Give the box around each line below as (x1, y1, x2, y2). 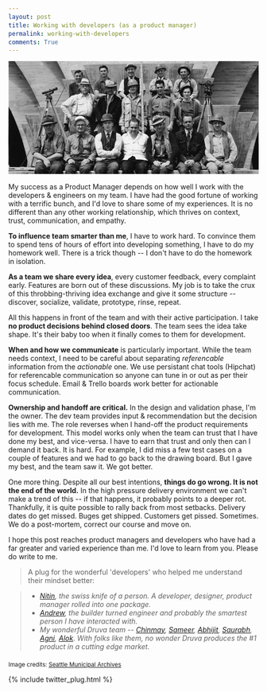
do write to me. (8, 551, 58, 561)
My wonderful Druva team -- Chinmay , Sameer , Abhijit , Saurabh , (39, 624, 253, 634)
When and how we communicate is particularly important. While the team (8, 344, 252, 354)
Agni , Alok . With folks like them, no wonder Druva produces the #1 (39, 633, 257, 643)
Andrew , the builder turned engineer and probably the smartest (39, 608, 248, 617)
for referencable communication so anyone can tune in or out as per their (8, 370, 249, 379)
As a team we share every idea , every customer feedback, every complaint (8, 271, 256, 282)
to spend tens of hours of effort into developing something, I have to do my (8, 239, 254, 249)
